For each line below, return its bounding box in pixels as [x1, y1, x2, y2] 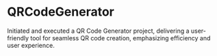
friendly [7, 33, 29, 42]
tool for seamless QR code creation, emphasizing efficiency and [30, 33, 211, 42]
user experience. [7, 41, 55, 49]
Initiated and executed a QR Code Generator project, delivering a [7, 27, 190, 35]
